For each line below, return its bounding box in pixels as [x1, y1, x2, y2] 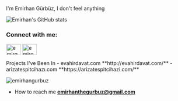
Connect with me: [6, 30, 58, 38]
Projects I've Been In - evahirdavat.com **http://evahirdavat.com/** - [6, 60, 173, 67]
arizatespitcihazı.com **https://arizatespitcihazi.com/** [6, 66, 139, 73]
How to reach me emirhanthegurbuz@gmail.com [14, 88, 135, 95]
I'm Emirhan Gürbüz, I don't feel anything [6, 5, 105, 12]
